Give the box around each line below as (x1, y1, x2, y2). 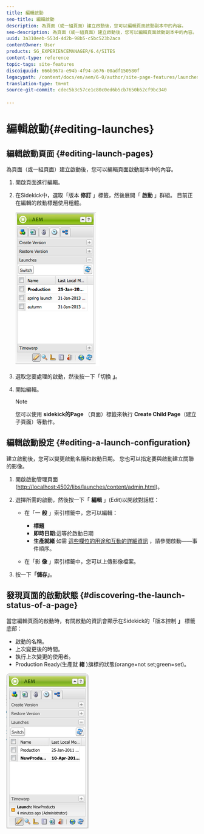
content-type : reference (6, 55, 69, 61)
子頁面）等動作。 (15, 418, 58, 425)
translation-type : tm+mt (6, 80, 69, 87)
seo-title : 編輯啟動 (6, 16, 55, 23)
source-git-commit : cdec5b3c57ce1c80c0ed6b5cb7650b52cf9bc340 (6, 87, 167, 93)
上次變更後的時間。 (15, 645, 64, 652)
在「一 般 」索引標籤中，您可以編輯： (24, 509, 118, 516)
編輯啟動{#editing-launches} (6, 122, 155, 136)
